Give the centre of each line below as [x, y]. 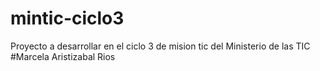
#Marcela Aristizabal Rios [63, 56]
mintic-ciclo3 [67, 18]
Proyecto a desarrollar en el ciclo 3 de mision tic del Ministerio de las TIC [160, 46]
